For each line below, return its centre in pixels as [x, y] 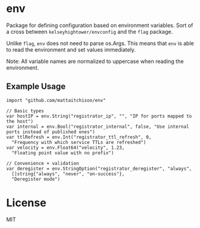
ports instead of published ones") [51, 132]
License [26, 202]
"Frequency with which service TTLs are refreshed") [79, 142]
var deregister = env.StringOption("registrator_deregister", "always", [99, 169]
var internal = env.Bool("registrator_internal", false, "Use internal [98, 127]
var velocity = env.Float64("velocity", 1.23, [65, 148]
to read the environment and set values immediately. [71, 49]
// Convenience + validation [43, 163]
